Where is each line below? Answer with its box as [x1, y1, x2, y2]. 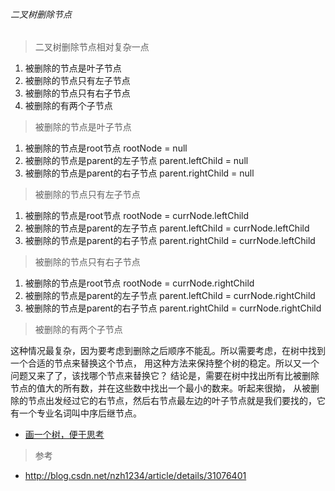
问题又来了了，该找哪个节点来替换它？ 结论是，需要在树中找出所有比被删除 [10, 370, 320, 382]
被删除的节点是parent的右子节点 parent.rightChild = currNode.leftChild [24, 235, 316, 247]
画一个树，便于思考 [24, 429, 105, 441]
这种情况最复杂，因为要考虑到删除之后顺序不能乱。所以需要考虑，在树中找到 [10, 345, 326, 357]
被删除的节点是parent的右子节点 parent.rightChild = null [24, 167, 255, 179]
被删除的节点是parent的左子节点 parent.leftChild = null [24, 155, 249, 167]
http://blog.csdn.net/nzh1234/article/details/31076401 [24, 470, 247, 482]
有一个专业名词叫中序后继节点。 [10, 407, 142, 419]
